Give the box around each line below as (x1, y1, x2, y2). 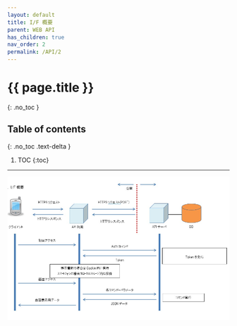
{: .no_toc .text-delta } (7, 142, 71, 151)
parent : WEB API (7, 26, 55, 33)
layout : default (7, 11, 55, 18)
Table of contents (7, 123, 86, 135)
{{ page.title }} (7, 80, 95, 96)
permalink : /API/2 (7, 49, 61, 56)
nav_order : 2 (7, 41, 46, 49)
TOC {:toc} (17, 156, 49, 164)
